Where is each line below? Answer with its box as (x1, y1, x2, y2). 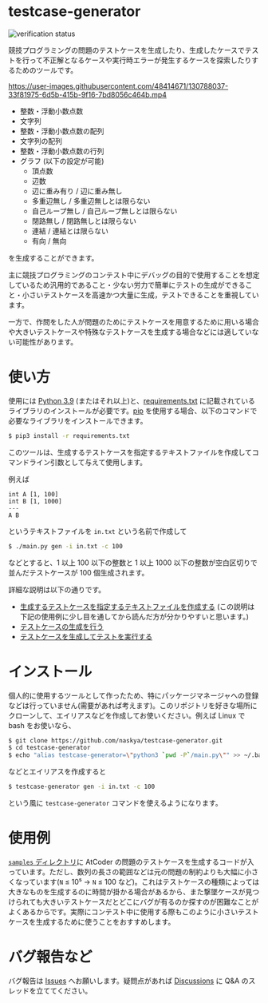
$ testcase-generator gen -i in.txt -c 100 (8, 782, 156, 791)
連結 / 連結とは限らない (31, 226, 109, 236)
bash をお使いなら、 (8, 720, 76, 730)
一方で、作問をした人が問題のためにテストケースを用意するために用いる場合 (8, 316, 259, 326)
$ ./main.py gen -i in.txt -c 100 (8, 542, 124, 550)
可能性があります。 (14, 336, 78, 346)
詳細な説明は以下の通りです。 (8, 584, 106, 594)
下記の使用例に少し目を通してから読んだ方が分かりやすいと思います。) (19, 611, 250, 621)
